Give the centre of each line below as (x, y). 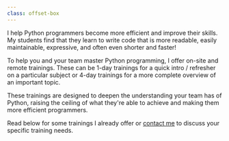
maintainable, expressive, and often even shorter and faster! (92, 47)
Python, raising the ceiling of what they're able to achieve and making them (113, 102)
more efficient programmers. (48, 110)
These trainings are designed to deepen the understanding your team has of (114, 95)
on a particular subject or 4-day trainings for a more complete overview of (112, 75)
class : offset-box (33, 13)
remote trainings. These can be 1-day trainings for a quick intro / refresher (111, 67)
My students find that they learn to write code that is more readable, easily (112, 40)
